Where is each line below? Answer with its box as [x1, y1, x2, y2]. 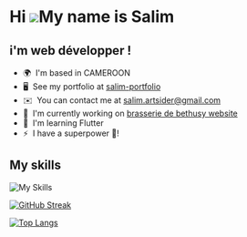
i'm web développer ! [9, 43, 132, 58]
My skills [9, 158, 62, 173]
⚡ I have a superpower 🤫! [22, 128, 120, 139]
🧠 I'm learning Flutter [22, 118, 104, 129]
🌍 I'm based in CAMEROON [22, 67, 130, 78]
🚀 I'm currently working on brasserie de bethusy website [22, 108, 239, 118]
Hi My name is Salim [9, 6, 175, 27]
